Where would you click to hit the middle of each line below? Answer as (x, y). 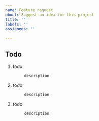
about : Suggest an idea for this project (50, 15)
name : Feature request (29, 10)
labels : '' (17, 24)
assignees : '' (20, 29)
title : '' (16, 19)
